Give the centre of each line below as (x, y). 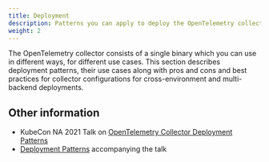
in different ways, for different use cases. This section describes (114, 62)
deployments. (61, 87)
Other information (54, 113)
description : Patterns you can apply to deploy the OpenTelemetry (121, 23)
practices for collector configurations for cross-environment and (115, 79)
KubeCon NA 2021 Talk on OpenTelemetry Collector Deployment (126, 132)
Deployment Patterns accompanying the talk (93, 149)
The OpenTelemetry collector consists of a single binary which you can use (132, 54)
